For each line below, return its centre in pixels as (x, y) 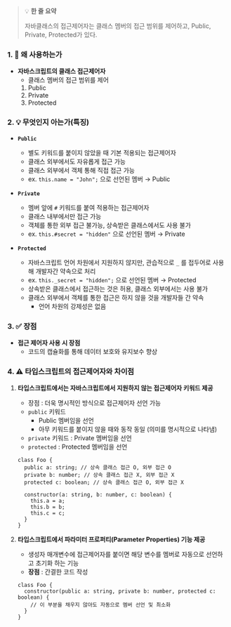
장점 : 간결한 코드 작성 (58, 572)
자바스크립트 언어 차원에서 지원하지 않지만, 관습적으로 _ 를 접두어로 (119, 262)
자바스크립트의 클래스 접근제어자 (61, 71)
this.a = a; (48, 501)
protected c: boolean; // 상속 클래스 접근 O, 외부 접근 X (104, 483)
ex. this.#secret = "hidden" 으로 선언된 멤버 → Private (106, 234)
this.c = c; (48, 513)
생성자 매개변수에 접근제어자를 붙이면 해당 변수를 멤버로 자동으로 (116, 555)
